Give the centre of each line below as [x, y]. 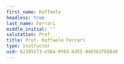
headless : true [26, 18]
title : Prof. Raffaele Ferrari [46, 40]
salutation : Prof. [29, 35]
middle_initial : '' [31, 29]
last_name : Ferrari [31, 23]
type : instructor [28, 46]
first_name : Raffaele [34, 12]
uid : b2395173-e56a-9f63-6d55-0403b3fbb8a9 [62, 52]
